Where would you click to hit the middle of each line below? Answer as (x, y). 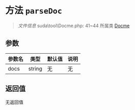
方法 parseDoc (34, 10)
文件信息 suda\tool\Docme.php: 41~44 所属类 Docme (74, 26)
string (35, 69)
